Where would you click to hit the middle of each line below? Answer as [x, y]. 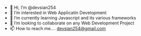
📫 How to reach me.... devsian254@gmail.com [58, 28]
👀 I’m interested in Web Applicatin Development [58, 13]
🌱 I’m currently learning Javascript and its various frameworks [73, 18]
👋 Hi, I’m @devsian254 [33, 8]
